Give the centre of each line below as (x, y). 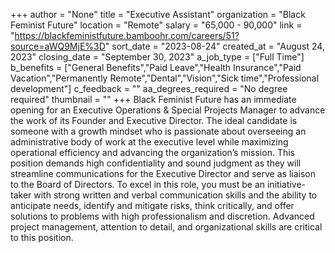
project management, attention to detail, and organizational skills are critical (166, 227)
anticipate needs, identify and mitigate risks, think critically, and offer (152, 205)
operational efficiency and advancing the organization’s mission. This (152, 152)
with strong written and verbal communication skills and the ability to (175, 195)
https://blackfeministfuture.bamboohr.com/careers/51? (127, 35)
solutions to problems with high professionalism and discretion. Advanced (162, 216)
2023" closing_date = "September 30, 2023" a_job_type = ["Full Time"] (157, 57)
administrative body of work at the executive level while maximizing (149, 142)
